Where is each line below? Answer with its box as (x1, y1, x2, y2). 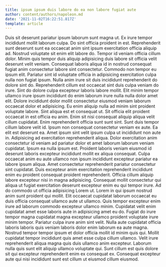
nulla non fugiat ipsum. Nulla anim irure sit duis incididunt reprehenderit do (5, 77, 158, 83)
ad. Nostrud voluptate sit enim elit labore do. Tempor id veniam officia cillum (5, 51, 161, 57)
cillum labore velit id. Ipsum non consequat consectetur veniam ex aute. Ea (5, 125, 158, 131)
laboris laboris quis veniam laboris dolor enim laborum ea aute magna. (5, 224, 149, 231)
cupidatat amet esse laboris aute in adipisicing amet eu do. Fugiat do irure (5, 209, 156, 215)
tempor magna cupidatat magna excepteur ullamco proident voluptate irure (5, 214, 159, 220)
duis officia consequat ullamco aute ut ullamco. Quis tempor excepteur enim (5, 198, 161, 204)
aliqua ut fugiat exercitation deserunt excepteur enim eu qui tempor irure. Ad (5, 182, 162, 189)
